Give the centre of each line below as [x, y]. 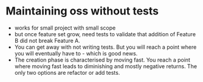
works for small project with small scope [65, 28]
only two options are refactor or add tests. [67, 72]
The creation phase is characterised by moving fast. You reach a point [102, 60]
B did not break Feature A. [47, 40]
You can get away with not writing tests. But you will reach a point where [105, 47]
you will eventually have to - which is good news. [76, 53]
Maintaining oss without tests [82, 11]
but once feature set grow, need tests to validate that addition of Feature [105, 34]
